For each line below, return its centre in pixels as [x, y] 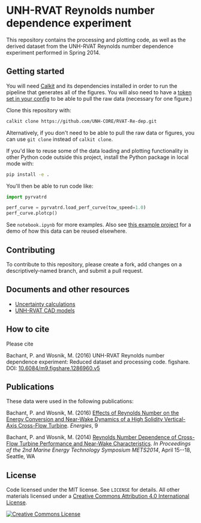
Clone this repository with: [39, 110]
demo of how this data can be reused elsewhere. [67, 231]
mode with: [20, 163]
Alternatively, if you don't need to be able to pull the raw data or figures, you [100, 133]
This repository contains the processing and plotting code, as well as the [96, 40]
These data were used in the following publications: [70, 401]
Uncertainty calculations [45, 304]
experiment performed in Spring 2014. [53, 52]
